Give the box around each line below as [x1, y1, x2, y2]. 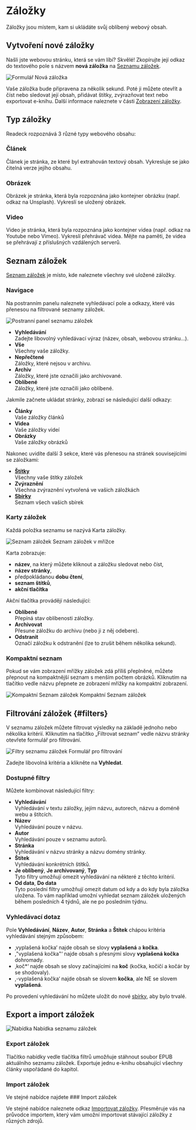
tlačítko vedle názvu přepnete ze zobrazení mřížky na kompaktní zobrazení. [6, 680, 188, 687]
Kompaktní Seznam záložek [80, 691, 146, 699]
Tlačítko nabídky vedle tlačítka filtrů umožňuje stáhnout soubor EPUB [6, 1053, 173, 1060]
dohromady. [14, 956, 44, 963]
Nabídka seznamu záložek [33, 1025, 97, 1032]
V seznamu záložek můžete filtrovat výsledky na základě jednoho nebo [6, 723, 177, 731]
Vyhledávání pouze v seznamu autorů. [14, 836, 107, 843]
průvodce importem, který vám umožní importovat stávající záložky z [6, 1111, 173, 1118]
